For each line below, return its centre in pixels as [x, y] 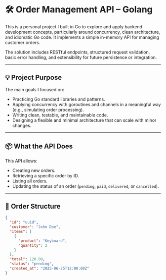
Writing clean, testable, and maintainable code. [60, 115]
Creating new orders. [34, 170]
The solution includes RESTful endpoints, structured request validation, [78, 52]
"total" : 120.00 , [27, 259]
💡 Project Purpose [34, 78]
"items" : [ [21, 231]
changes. [22, 125]
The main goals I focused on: [35, 89]
